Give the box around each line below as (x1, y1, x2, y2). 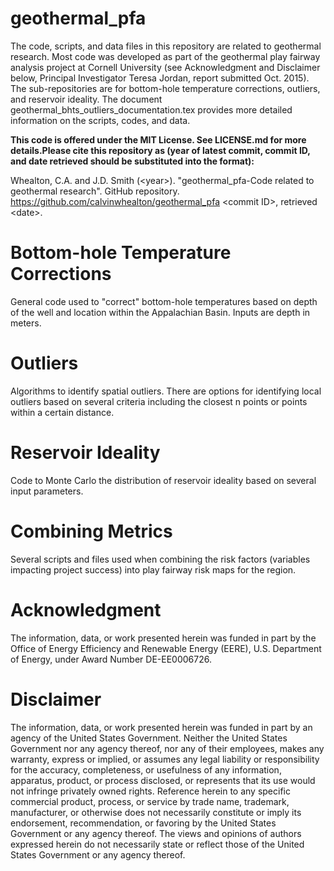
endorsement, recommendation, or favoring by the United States (10, 817, 277, 829)
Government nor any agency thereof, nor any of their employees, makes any (10, 742, 325, 754)
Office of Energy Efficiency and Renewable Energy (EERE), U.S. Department (10, 642, 322, 654)
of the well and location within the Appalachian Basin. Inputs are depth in (10, 306, 311, 318)
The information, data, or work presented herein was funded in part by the (10, 632, 317, 644)
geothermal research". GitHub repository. (10, 185, 180, 197)
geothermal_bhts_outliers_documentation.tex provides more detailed (10, 103, 293, 116)
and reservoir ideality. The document (10, 93, 163, 105)
